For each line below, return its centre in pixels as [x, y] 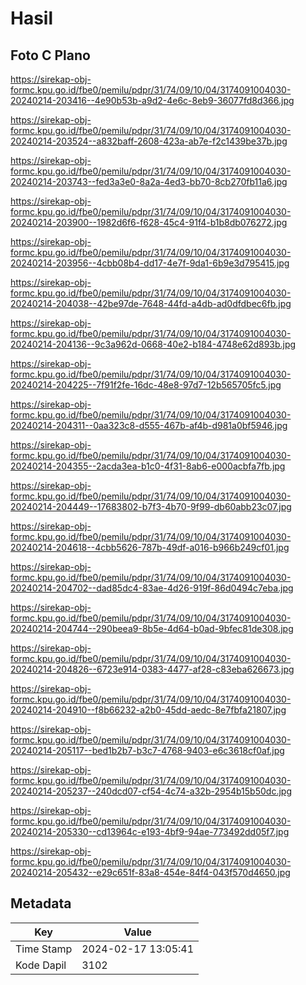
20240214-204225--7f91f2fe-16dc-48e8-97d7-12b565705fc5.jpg [146, 385]
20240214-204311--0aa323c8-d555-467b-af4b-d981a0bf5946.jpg [149, 425]
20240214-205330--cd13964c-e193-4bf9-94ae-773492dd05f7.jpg [150, 831]
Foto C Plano [50, 55]
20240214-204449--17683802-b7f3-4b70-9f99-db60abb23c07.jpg [151, 506]
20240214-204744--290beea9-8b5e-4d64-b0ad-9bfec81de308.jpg [152, 628]
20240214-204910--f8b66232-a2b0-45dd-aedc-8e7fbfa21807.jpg [148, 710]
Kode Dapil [41, 965]
